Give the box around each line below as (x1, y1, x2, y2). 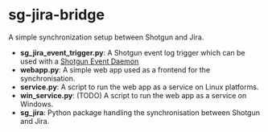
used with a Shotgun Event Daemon (19, 56, 139, 66)
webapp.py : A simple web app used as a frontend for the (19, 64, 211, 74)
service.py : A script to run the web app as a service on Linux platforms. (19, 82, 259, 92)
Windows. (19, 99, 54, 109)
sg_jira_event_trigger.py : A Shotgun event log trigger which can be (19, 47, 245, 57)
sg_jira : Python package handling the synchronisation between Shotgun (19, 107, 260, 118)
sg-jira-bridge (8, 6, 105, 24)
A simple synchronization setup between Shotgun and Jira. (8, 32, 204, 42)
